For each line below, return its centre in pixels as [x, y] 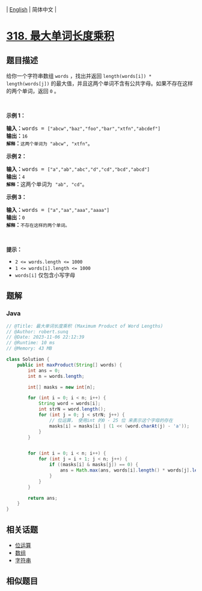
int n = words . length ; [56, 376]
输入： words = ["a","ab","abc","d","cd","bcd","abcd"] [78, 169]
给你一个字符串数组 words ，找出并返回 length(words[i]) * [79, 76]
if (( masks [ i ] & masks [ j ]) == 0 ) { [94, 465]
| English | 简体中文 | [32, 9]
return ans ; [43, 498]
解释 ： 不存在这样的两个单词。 [38, 225]
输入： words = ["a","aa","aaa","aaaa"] [58, 210]
